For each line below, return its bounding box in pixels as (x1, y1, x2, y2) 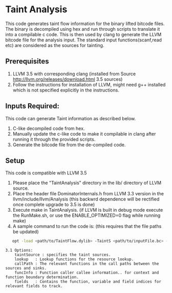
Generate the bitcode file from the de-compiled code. (12, 142, 126, 148)
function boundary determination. (5, 275, 79, 280)
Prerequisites (5, 57, 49, 66)
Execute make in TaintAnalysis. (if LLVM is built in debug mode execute (12, 207, 163, 213)
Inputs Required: (5, 102, 60, 110)
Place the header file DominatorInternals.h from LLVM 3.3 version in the (12, 191, 164, 197)
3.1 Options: (5, 248, 33, 253)
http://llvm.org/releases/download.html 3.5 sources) (12, 76, 123, 82)
